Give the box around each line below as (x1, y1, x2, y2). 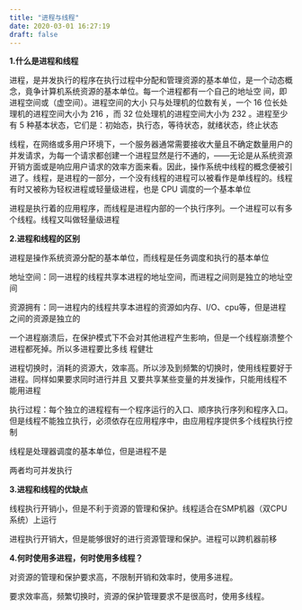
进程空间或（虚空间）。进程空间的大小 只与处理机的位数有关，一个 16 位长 (9, 97, 280, 108)
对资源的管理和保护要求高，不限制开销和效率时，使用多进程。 (9, 572, 238, 583)
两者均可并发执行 (9, 465, 73, 476)
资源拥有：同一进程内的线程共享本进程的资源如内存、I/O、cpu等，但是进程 (9, 302, 287, 313)
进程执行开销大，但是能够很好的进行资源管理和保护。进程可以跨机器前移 (9, 534, 277, 544)
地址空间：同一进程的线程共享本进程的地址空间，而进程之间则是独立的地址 (9, 272, 285, 283)
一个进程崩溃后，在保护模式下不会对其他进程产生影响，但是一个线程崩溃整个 (9, 332, 293, 343)
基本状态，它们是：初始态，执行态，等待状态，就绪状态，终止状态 (34, 120, 279, 130)
